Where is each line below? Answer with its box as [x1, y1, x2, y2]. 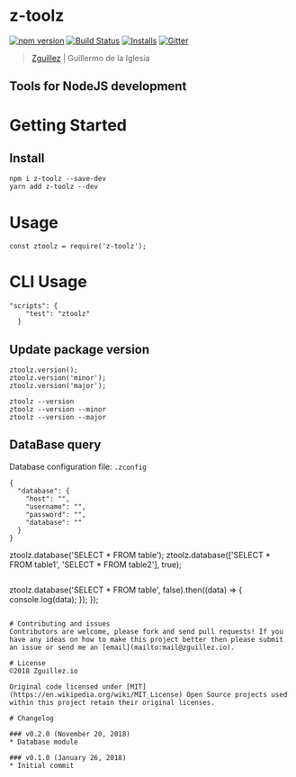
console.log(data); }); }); [9, 593, 99, 604]
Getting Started [9, 114, 128, 135]
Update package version [9, 341, 150, 357]
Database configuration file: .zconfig [9, 461, 147, 472]
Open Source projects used [185, 690, 288, 699]
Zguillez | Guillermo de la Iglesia [31, 52, 150, 63]
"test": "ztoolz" [25, 310, 91, 319]
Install [9, 150, 45, 166]
